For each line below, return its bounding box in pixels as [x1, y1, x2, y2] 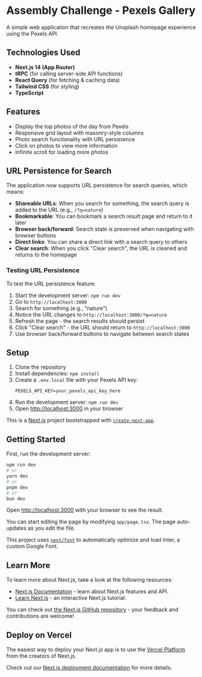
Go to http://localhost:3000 [14, 298, 87, 305]
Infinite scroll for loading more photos [14, 148, 109, 156]
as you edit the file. [28, 524, 75, 532]
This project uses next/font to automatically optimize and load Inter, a [6, 536, 180, 544]
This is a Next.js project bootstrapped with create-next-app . [6, 417, 156, 424]
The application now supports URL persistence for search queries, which [6, 182, 188, 189]
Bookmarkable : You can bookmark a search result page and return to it [14, 212, 193, 220]
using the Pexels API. [6, 30, 59, 37]
